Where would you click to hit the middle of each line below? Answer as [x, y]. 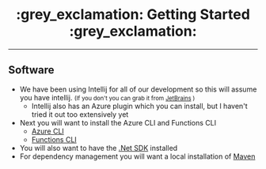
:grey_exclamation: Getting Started [133, 15]
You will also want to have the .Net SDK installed [99, 148]
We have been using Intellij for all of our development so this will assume [138, 89]
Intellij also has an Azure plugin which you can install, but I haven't [139, 106]
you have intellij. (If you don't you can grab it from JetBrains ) [107, 97]
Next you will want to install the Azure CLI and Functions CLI [118, 122]
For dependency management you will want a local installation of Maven [137, 156]
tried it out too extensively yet [80, 114]
